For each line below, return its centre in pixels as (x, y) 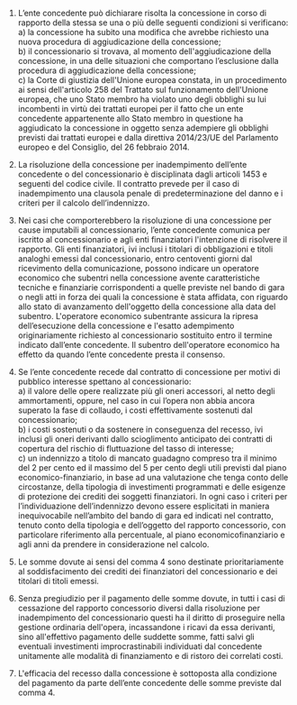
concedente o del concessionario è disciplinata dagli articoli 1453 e (142, 174)
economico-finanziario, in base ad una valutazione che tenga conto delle (153, 477)
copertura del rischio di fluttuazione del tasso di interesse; (126, 449)
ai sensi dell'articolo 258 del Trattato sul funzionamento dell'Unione (143, 90)
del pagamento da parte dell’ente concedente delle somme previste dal (149, 683)
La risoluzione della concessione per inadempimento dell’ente (132, 165)
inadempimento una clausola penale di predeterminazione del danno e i (150, 193)
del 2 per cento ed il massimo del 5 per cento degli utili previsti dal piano (152, 467)
